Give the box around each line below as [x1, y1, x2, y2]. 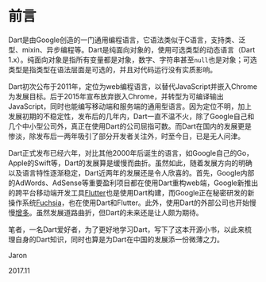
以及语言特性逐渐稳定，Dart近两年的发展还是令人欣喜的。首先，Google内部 [8, 168, 255, 177]
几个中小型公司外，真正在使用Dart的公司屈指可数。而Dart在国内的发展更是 [8, 121, 253, 131]
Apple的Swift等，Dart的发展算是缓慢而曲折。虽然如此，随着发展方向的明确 [8, 158, 253, 168]
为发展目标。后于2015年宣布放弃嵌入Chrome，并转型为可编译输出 [8, 91, 224, 101]
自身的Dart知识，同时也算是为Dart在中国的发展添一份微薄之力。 [14, 234, 225, 244]
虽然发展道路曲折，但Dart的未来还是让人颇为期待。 [35, 207, 204, 217]
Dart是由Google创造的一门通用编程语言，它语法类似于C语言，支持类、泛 [8, 35, 246, 44]
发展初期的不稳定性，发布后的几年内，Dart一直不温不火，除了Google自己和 [8, 111, 255, 121]
